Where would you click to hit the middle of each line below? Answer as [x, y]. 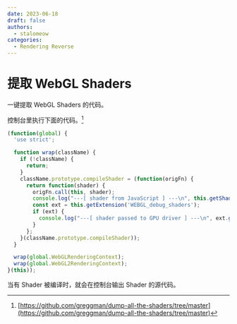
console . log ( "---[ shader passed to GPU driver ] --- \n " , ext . [134, 218]
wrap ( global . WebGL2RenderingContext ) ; [71, 264]
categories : [25, 40]
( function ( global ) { [38, 133]
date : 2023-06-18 [33, 14]
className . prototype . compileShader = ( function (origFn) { [107, 179]
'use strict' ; [34, 140]
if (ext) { [49, 212]
